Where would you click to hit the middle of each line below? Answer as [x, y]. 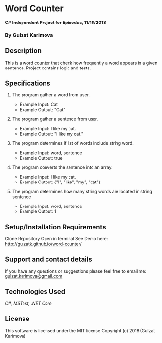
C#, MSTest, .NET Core [29, 303]
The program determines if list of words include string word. [73, 143]
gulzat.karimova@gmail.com [34, 276]
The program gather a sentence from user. [55, 119]
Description [23, 51]
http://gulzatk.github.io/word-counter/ [43, 244]
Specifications [28, 83]
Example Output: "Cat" [42, 110]
